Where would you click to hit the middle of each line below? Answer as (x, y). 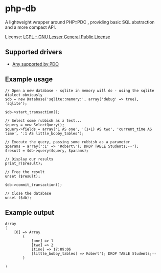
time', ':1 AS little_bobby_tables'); (45, 133)
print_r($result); (24, 163)
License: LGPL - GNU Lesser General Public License (58, 37)
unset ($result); (23, 176)
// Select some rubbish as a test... (44, 120)
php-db (21, 9)
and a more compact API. (31, 27)
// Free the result (25, 172)
